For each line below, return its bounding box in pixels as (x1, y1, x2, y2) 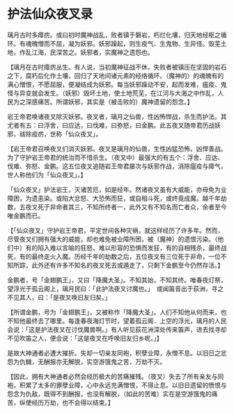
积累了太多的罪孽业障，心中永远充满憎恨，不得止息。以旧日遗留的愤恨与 (19, 380, 227, 389)
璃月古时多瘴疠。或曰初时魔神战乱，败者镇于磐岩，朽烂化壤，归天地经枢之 (7, 31, 221, 39)
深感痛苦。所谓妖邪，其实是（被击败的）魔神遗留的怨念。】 (25, 97, 194, 106)
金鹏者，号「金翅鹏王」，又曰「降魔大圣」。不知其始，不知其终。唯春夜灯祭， (7, 275, 227, 284)
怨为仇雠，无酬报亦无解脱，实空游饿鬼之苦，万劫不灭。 (7, 357, 166, 366)
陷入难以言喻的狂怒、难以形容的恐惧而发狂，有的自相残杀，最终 (37, 243, 221, 252)
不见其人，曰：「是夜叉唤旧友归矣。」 (7, 293, 111, 301)
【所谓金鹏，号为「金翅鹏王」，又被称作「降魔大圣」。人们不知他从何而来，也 (7, 307, 227, 316)
